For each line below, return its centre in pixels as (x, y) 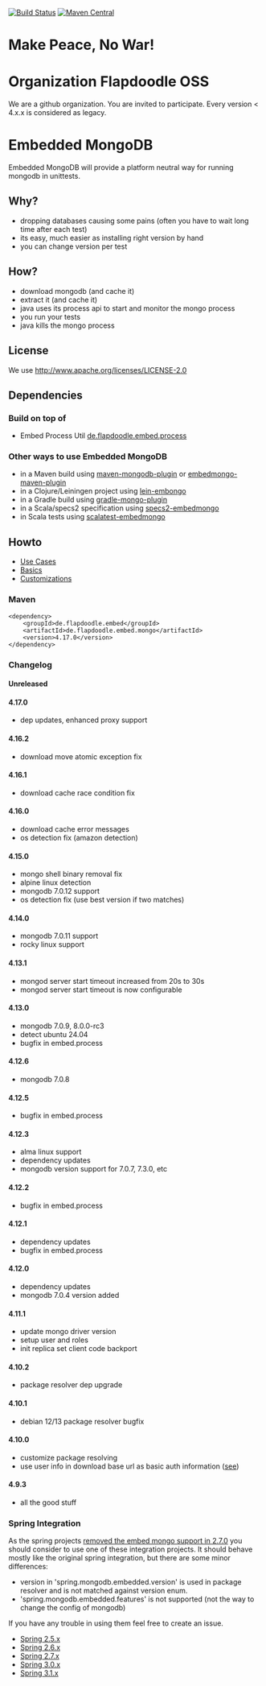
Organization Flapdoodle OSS (109, 82)
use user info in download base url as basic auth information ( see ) (129, 1466)
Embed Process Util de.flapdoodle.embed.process (103, 436)
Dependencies (45, 395)
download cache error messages (75, 829)
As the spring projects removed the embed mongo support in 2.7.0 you (125, 1541)
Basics (31, 570)
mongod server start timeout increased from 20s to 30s (112, 981)
